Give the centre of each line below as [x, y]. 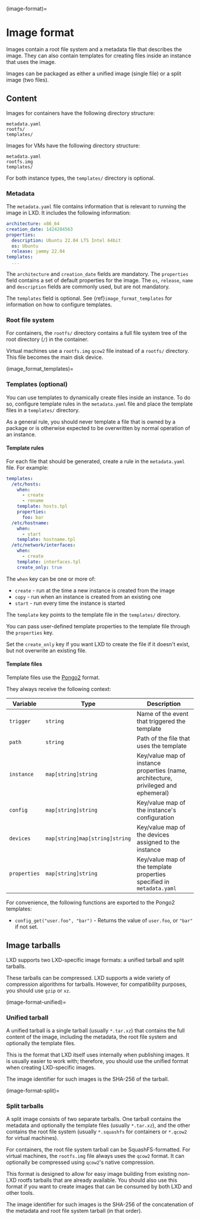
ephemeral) [153, 792]
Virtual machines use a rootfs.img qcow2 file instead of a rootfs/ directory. [98, 351]
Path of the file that [163, 738]
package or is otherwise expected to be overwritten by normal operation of [98, 428]
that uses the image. [31, 62]
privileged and [157, 785]
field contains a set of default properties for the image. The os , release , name [100, 281]
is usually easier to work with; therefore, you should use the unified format [97, 1061]
